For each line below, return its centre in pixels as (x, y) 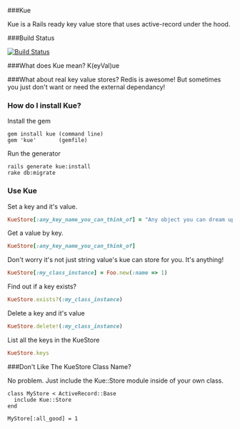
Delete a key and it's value (46, 313)
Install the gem (29, 121)
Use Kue (22, 191)
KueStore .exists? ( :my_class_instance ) (65, 300)
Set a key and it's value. (42, 206)
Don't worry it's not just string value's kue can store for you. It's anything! (115, 260)
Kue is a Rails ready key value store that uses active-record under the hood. (119, 24)
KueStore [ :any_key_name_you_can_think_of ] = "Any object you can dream (116, 219)
